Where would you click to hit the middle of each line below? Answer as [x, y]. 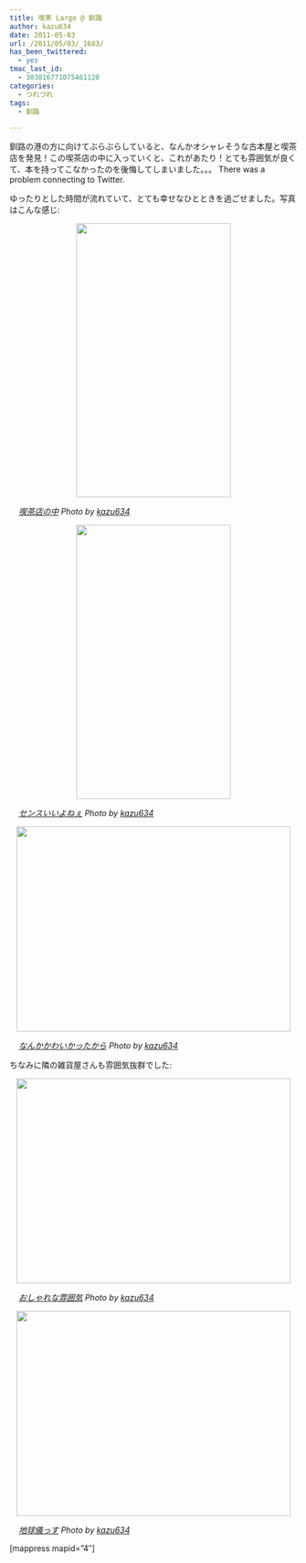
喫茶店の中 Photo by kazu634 [74, 512]
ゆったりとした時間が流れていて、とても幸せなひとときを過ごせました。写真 [153, 198]
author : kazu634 [40, 27]
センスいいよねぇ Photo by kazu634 [86, 813]
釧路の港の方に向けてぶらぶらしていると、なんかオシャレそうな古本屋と [145, 146]
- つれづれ [35, 94]
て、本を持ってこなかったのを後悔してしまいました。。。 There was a [137, 169]
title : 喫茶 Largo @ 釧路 [56, 18]
